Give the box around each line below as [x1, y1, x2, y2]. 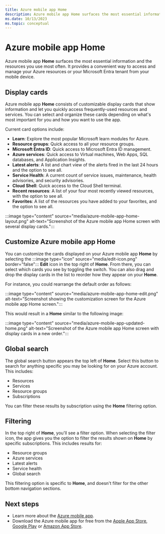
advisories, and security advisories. [12, 178, 84, 183]
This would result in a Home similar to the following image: [5, 310, 124, 317]
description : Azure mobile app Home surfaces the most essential [5, 12, 141, 17]
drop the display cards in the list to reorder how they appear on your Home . [5, 271, 158, 277]
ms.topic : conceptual [5, 21, 50, 26]
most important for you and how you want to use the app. [5, 117, 121, 123]
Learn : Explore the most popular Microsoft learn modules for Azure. [12, 136, 150, 141]
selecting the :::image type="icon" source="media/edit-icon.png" [5, 256, 137, 262]
